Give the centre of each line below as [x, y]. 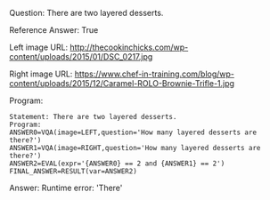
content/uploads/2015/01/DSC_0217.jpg [81, 56]
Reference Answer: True [54, 30]
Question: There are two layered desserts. [86, 13]
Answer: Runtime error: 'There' [66, 188]
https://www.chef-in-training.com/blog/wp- [154, 74]
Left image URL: [39, 47]
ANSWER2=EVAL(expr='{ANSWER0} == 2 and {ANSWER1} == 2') [117, 164]
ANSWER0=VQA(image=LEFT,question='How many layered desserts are [133, 132]
